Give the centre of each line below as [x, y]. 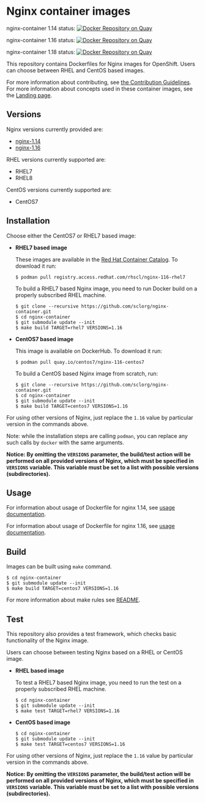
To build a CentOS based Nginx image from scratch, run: [86, 373]
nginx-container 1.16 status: [41, 40]
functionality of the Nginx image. [47, 640]
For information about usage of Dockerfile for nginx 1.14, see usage [91, 508]
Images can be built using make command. [59, 567]
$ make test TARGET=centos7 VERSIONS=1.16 [70, 744]
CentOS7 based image [44, 339]
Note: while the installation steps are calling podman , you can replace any [97, 435]
